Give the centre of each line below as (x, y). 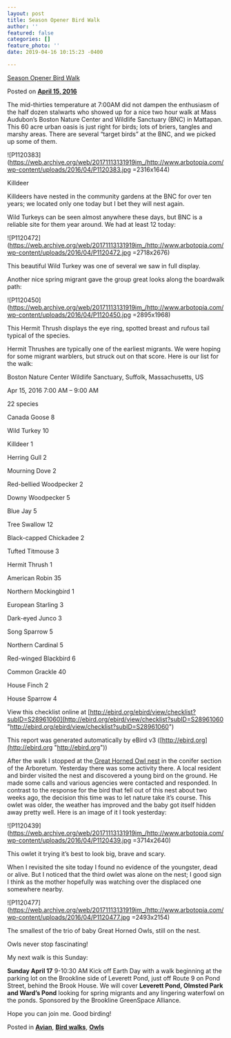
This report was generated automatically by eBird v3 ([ (85, 740)
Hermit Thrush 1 (30, 564)
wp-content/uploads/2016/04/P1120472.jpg (69, 252)
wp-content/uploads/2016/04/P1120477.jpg (69, 917)
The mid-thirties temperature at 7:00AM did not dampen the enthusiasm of (113, 104)
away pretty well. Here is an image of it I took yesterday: (87, 812)
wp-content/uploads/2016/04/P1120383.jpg (69, 169)
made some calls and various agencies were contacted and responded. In (112, 783)
